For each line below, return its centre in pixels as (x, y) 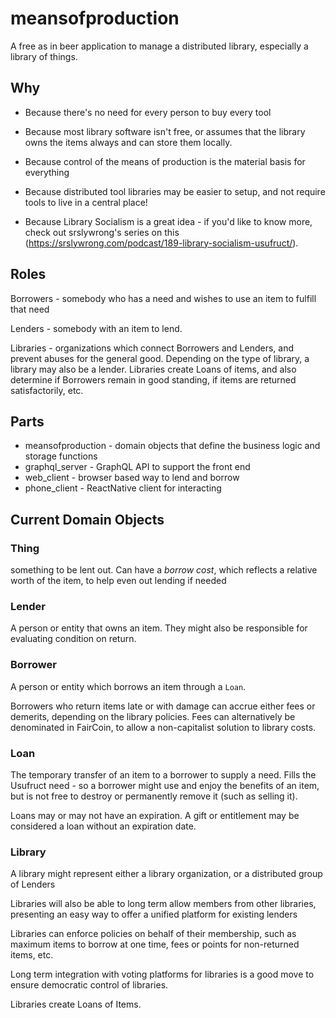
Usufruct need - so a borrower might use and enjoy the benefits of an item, (165, 785)
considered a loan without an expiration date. (103, 826)
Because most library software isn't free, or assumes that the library (165, 131)
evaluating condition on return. (73, 639)
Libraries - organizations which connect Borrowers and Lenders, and (152, 348)
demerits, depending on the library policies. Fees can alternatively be (153, 716)
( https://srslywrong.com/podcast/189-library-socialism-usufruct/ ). (161, 243)
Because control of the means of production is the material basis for (165, 161)
